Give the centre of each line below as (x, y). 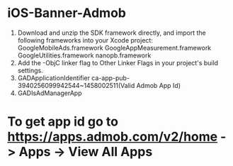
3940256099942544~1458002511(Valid (76, 85)
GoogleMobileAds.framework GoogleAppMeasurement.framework (114, 48)
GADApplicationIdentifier (54, 78)
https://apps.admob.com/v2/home (113, 137)
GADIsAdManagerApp (50, 93)
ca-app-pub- (110, 78)
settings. (30, 70)
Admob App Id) (159, 85)
